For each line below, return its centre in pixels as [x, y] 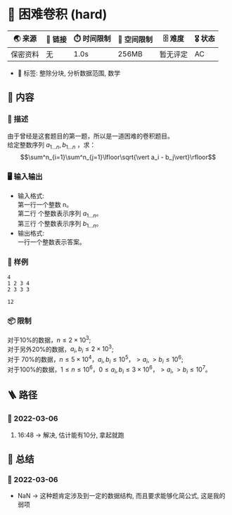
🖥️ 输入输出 [25, 177]
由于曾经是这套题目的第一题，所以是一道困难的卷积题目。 [90, 136]
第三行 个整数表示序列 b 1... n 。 [60, 224]
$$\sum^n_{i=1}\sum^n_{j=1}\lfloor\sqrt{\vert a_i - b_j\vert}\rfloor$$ [118, 157]
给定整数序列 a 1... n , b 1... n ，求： [52, 145]
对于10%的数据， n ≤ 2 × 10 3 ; [49, 339]
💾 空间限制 [135, 39]
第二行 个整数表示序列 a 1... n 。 [60, 214]
